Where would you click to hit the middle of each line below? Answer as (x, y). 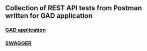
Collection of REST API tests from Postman (74, 8)
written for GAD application (49, 16)
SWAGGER (18, 43)
